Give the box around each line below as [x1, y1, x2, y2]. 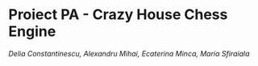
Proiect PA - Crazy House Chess [8, 6, 228, 24]
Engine [8, 22, 56, 41]
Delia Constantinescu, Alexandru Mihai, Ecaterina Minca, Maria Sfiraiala [8, 49, 250, 58]
